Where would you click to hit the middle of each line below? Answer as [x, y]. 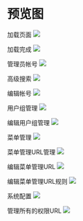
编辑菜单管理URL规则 [37, 181]
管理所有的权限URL [35, 211]
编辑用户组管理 [28, 122]
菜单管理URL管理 [31, 152]
